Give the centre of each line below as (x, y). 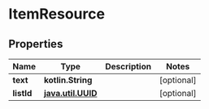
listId (22, 93)
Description (128, 67)
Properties (36, 44)
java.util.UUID (70, 93)
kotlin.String (68, 80)
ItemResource (57, 14)
